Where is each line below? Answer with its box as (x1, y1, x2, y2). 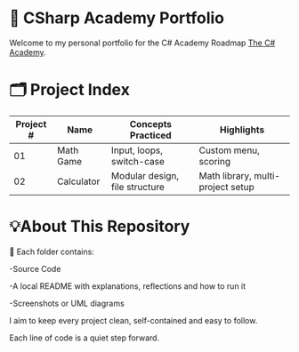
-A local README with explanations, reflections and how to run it (9, 280, 246, 292)
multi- (253, 169, 280, 181)
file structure (110, 180, 165, 193)
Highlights (219, 124, 265, 136)
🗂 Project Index (9, 80, 131, 100)
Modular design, (110, 169, 180, 181)
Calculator (57, 175, 101, 188)
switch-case (110, 155, 165, 167)
